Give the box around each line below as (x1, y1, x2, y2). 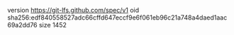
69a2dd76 (7, 21, 38, 29)
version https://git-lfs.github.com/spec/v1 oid (7, 6, 140, 14)
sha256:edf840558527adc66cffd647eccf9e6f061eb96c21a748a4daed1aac (7, 13, 228, 22)
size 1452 (38, 21, 67, 29)
